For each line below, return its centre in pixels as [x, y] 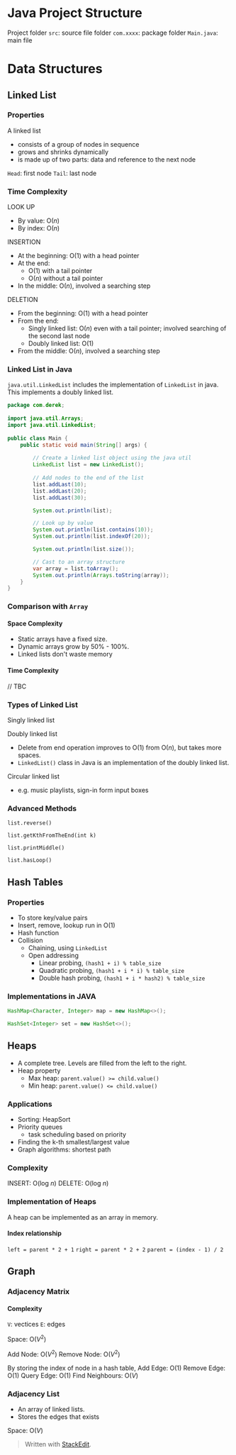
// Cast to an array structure [79, 562]
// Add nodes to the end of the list [88, 478]
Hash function [38, 932]
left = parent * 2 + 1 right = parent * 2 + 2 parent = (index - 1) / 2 [116, 1249]
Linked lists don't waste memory [65, 654]
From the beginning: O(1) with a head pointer [83, 313]
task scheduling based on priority [77, 1135]
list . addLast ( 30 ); [60, 498]
